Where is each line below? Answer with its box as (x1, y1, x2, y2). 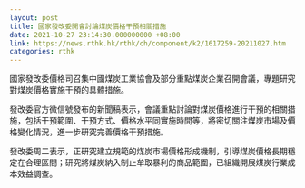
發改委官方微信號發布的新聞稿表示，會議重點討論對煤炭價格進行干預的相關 (9, 104, 288, 114)
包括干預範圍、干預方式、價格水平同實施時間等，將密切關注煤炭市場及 (25, 115, 288, 126)
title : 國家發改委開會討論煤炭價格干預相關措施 (9, 22, 167, 31)
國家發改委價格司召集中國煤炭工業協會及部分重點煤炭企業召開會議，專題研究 (9, 74, 296, 84)
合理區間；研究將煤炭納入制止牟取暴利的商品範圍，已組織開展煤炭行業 (25, 157, 288, 168)
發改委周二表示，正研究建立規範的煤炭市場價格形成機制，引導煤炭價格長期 (9, 146, 288, 157)
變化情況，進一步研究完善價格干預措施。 (16, 126, 169, 137)
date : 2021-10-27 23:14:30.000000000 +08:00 (9, 30, 181, 39)
